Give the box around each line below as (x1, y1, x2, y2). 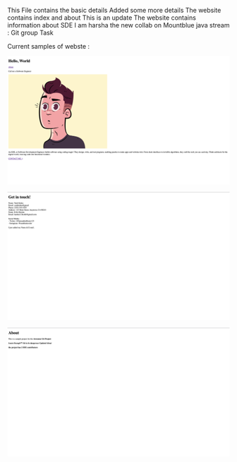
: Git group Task (7, 28, 54, 37)
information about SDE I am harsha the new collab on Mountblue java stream (7, 21, 230, 29)
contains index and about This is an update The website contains (7, 13, 196, 22)
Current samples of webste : (7, 42, 90, 50)
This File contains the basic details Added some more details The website (7, 6, 221, 14)
